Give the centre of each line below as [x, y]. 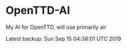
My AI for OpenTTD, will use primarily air [56, 27]
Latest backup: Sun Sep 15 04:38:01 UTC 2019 [63, 38]
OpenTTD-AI [38, 10]
